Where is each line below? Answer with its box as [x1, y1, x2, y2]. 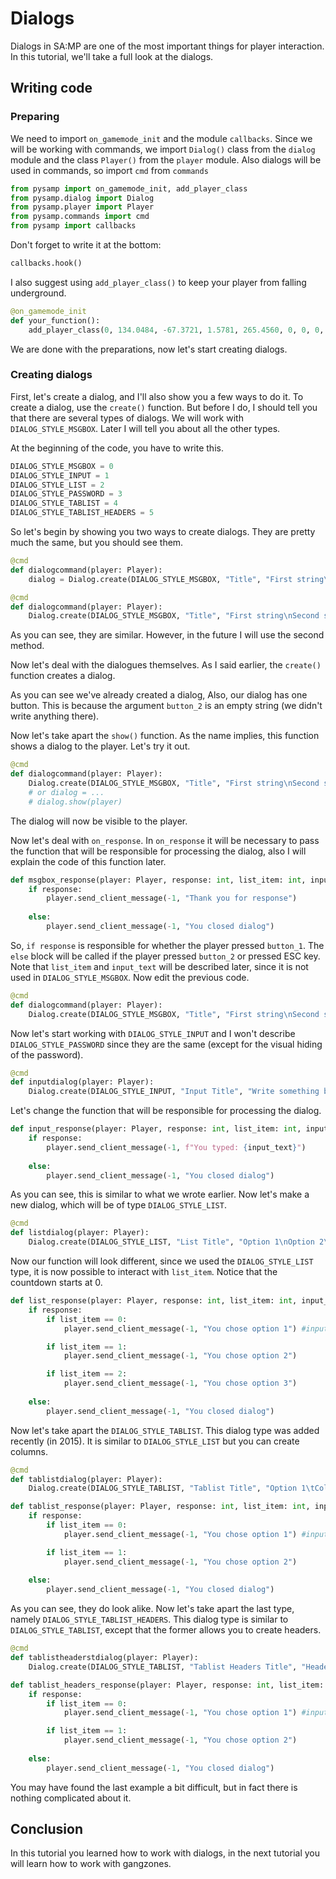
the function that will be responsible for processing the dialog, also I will [10, 845, 307, 857]
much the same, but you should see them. [10, 537, 184, 549]
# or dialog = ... [28, 787, 105, 797]
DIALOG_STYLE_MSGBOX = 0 [10, 461, 114, 471]
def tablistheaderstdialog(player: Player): [10, 1653, 199, 1663]
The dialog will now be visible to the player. [10, 815, 188, 827]
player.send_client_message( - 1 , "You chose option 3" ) [63, 1378, 298, 1389]
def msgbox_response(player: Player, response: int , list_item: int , [10, 875, 307, 885]
